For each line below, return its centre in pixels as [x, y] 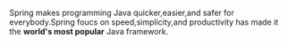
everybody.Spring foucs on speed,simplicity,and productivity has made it [144, 22]
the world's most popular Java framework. [89, 31]
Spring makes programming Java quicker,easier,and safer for [122, 13]
